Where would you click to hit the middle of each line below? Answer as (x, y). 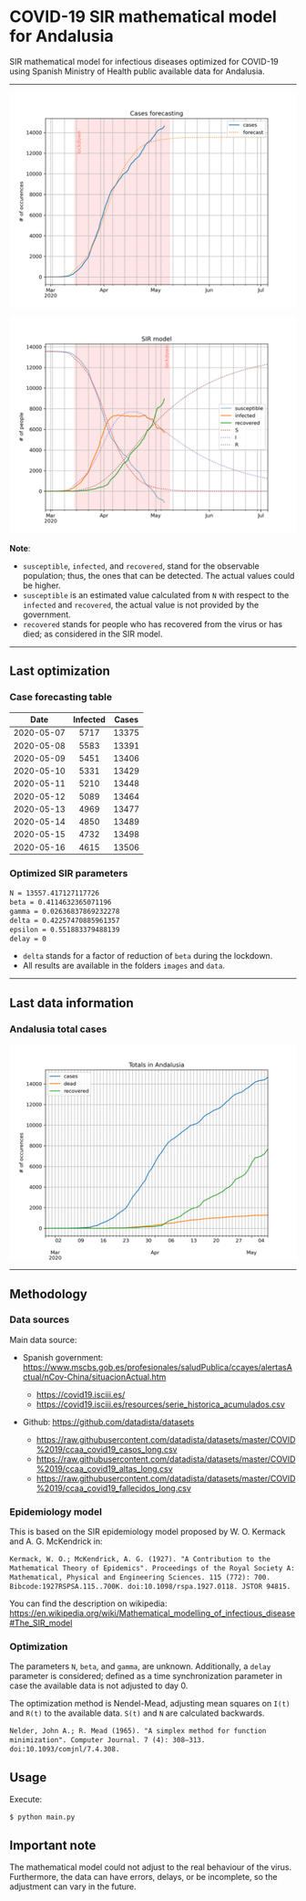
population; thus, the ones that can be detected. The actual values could (158, 575)
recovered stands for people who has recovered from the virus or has (153, 624)
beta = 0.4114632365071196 (61, 903)
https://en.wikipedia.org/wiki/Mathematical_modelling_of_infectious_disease (153, 1613)
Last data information (71, 1003)
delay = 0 (28, 939)
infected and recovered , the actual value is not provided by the (141, 604)
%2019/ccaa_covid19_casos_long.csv (107, 1449)
